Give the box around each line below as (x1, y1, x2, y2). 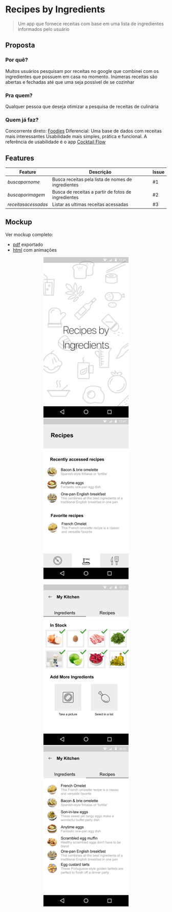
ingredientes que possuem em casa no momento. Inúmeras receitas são (5, 73, 158, 80)
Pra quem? (5, 91, 33, 99)
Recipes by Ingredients (5, 4, 105, 15)
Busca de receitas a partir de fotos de (52, 189, 132, 195)
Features (5, 154, 34, 162)
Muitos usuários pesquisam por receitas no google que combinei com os (5, 68, 159, 74)
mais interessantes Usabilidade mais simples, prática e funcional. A (5, 134, 147, 140)
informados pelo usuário (17, 26, 70, 32)
